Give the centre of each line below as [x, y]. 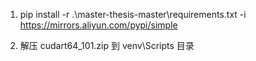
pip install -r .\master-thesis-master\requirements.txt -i [133, 14]
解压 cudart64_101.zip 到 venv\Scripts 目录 [107, 45]
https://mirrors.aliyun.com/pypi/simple [98, 25]
